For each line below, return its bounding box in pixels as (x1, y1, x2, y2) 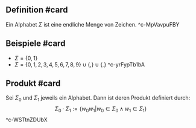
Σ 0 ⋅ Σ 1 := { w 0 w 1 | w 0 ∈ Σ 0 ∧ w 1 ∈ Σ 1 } (54, 105, 147, 114)
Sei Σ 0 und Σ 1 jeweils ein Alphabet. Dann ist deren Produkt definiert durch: (5, 94, 191, 103)
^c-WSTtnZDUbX (5, 116, 48, 123)
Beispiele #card (5, 39, 66, 49)
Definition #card (5, 5, 68, 15)
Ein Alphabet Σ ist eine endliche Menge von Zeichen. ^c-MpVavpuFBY (5, 21, 180, 28)
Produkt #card (5, 78, 61, 89)
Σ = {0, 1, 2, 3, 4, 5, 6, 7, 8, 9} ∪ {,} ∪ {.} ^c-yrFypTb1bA (14, 60, 145, 68)
